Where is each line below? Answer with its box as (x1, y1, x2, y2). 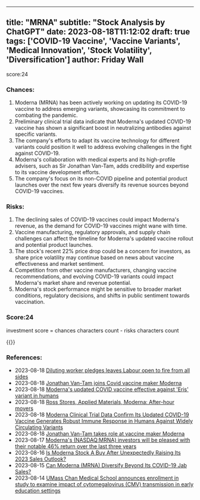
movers (14, 405, 34, 412)
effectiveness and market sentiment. (14, 260, 105, 268)
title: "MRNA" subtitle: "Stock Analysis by (6, 17, 165, 27)
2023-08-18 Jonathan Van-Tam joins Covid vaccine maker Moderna (14, 380, 182, 386)
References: (6, 353, 43, 361)
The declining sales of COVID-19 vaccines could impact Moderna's (14, 216, 180, 223)
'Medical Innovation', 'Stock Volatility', (6, 45, 152, 55)
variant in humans (14, 392, 59, 399)
